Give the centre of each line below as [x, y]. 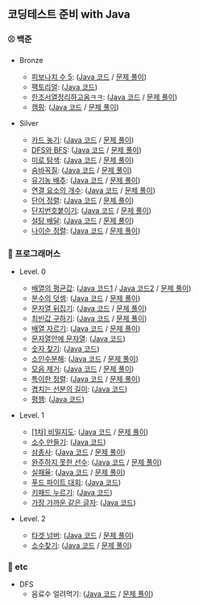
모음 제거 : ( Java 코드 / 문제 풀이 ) [83, 369]
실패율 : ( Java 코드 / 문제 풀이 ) [78, 472]
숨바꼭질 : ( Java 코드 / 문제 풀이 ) [81, 170]
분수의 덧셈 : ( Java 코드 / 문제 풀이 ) [86, 298]
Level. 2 [32, 518]
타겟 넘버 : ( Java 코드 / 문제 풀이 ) [83, 535]
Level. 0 [32, 271]
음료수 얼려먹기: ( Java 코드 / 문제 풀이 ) [92, 594]
